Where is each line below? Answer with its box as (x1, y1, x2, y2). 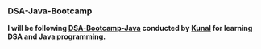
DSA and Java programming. (7, 32, 106, 41)
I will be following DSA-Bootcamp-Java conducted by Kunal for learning (7, 24, 253, 33)
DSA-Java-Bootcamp (7, 6, 93, 17)
